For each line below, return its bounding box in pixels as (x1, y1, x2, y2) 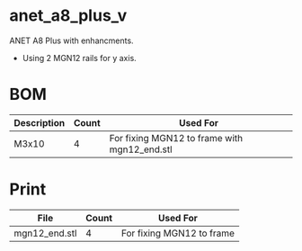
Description (13, 116, 66, 129)
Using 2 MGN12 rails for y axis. (22, 52, 137, 63)
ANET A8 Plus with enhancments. (9, 35, 134, 46)
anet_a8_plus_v (9, 5, 128, 26)
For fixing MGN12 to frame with (109, 131, 244, 144)
